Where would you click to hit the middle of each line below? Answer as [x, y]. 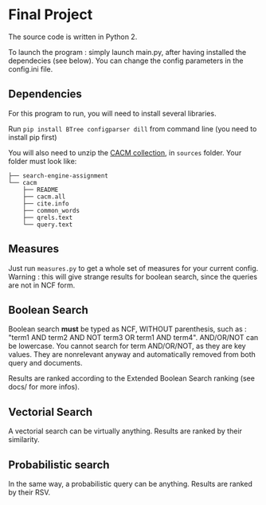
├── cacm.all [44, 197]
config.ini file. [31, 69]
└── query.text [48, 225]
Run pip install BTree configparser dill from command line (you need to [133, 128]
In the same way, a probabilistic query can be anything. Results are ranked [131, 484]
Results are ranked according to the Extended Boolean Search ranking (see [131, 378]
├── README [41, 190]
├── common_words [51, 210]
